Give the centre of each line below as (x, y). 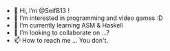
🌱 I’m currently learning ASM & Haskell (68, 25)
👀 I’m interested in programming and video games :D (88, 18)
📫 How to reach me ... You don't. (61, 40)
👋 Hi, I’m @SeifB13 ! (42, 11)
